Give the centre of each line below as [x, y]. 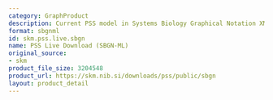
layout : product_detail [49, 83]
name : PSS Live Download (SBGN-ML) [69, 46]
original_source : [38, 53]
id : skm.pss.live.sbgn [47, 38]
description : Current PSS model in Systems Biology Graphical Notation [132, 23]
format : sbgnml [34, 31]
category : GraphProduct [49, 16]
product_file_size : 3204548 [56, 69]
